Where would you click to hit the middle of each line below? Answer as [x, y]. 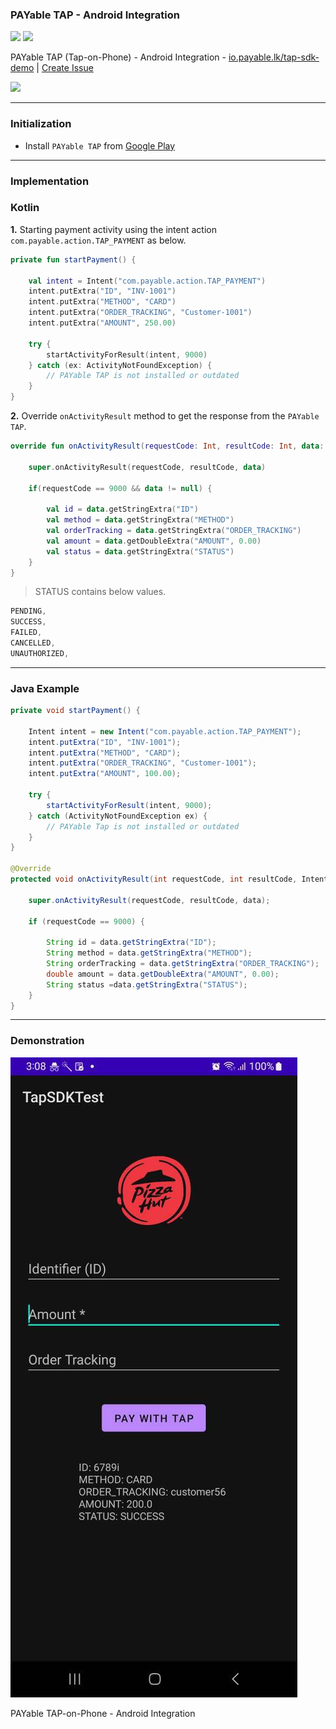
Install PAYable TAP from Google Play [100, 145]
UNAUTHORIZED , [40, 653]
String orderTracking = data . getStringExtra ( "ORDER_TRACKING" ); [183, 964]
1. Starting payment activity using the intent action [113, 229]
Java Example [45, 688]
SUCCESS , [28, 622]
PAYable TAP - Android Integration [95, 15]
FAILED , [26, 633]
